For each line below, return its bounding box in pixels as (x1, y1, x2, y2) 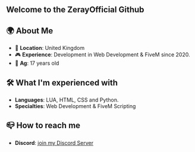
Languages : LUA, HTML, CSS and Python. (14, 96, 119, 103)
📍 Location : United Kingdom (14, 45, 85, 52)
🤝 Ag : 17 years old (14, 59, 59, 67)
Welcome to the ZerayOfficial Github (6, 5, 144, 15)
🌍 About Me (6, 26, 54, 36)
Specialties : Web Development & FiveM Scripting (14, 103, 136, 110)
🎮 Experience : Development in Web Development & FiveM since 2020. (14, 51, 190, 58)
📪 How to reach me (6, 121, 81, 131)
